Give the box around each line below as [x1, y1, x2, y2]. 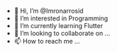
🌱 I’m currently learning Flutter [13, 22, 104, 30]
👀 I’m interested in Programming [13, 14, 108, 22]
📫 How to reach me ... [13, 37, 80, 45]
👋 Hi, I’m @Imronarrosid [13, 7, 84, 15]
